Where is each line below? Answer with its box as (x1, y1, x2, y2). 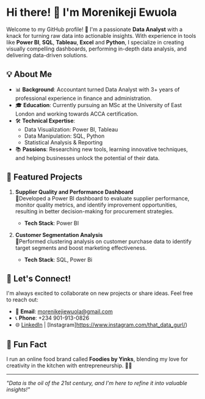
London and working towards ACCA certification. (15, 110, 138, 118)
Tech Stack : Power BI (24, 219, 79, 227)
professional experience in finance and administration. (15, 94, 153, 102)
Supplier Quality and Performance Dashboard (15, 188, 134, 196)
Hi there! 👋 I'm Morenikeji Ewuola (6, 5, 177, 19)
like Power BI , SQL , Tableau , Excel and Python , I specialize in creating (6, 38, 184, 46)
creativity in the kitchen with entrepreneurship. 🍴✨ (6, 362, 132, 369)
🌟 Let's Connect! (6, 274, 71, 284)
